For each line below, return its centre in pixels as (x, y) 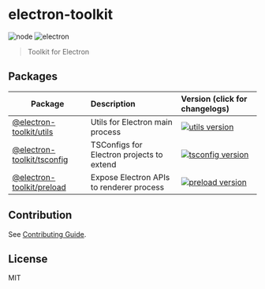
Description (113, 103)
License (28, 259)
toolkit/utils (33, 132)
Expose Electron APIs (130, 177)
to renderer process (127, 187)
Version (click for (214, 99)
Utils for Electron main (131, 122)
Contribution (40, 215)
